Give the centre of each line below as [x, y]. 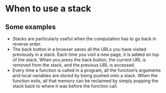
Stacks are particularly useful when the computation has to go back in [84, 39]
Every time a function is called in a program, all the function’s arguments [86, 70]
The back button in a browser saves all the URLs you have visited [79, 49]
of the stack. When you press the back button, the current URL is [79, 60]
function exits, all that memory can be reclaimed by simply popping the [85, 81]
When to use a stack [48, 9]
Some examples [31, 27]
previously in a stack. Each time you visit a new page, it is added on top [86, 54]
